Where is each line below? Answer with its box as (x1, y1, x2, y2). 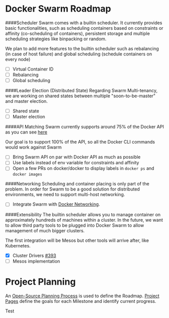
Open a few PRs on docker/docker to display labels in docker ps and (12, 165, 155, 171)
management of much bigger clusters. (5, 227, 85, 233)
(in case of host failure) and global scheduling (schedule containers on (5, 51, 152, 57)
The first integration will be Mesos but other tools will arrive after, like (5, 237, 149, 243)
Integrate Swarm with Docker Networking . (12, 201, 100, 207)
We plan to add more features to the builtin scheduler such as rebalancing (5, 45, 159, 51)
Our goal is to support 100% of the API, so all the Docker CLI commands (5, 139, 155, 145)
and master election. (5, 98, 48, 104)
